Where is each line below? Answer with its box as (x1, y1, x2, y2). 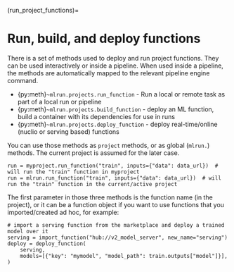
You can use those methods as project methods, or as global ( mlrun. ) (7, 141, 210, 149)
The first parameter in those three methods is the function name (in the (7, 193, 213, 202)
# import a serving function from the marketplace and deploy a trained (7, 221, 225, 228)
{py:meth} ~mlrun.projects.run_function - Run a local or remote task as (17, 89, 226, 98)
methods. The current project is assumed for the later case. (7, 148, 180, 157)
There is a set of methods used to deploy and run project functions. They (7, 54, 219, 62)
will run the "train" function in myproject (7, 168, 140, 175)
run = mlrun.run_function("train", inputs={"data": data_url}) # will (7, 174, 221, 182)
